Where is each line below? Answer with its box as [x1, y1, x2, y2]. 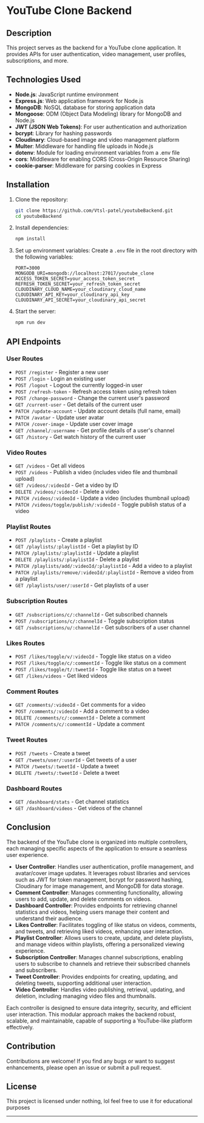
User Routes [6, 354, 44, 363]
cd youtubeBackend [15, 213, 62, 219]
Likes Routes [6, 638, 46, 647]
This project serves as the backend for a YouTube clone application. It [6, 44, 181, 51]
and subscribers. [15, 966, 58, 974]
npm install [15, 236, 46, 242]
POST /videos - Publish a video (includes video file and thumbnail [15, 469, 178, 476]
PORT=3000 [15, 265, 41, 271]
